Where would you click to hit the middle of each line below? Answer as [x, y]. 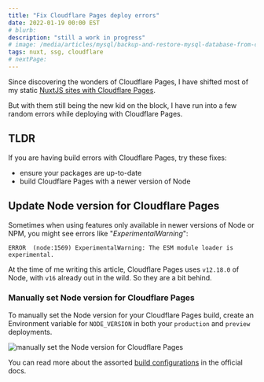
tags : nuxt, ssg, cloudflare [56, 52]
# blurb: [22, 30]
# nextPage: [27, 60]
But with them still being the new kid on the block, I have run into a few [123, 105]
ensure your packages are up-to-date [81, 172]
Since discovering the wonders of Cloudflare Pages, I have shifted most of [128, 82]
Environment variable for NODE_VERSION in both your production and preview [129, 323]
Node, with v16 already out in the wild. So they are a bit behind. [110, 277]
